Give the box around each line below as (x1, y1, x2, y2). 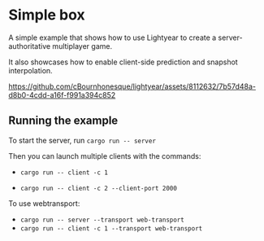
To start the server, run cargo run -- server (8, 135, 157, 145)
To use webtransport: (8, 198, 80, 208)
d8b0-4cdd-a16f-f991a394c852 (8, 90, 116, 99)
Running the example (8, 114, 119, 128)
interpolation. (8, 65, 53, 75)
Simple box (8, 6, 85, 24)
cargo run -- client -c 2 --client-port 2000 (19, 184, 177, 192)
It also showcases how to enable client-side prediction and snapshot (8, 57, 238, 67)
